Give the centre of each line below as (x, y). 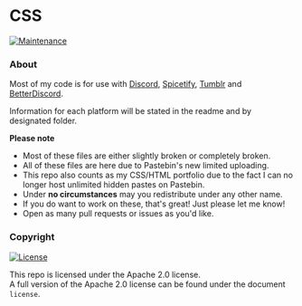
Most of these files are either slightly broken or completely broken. (146, 156)
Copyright (32, 237)
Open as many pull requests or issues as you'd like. (118, 214)
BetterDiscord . (36, 94)
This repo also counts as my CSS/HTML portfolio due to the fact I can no (158, 175)
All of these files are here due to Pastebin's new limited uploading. (146, 166)
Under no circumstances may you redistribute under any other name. (152, 195)
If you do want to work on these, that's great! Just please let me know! (154, 204)
